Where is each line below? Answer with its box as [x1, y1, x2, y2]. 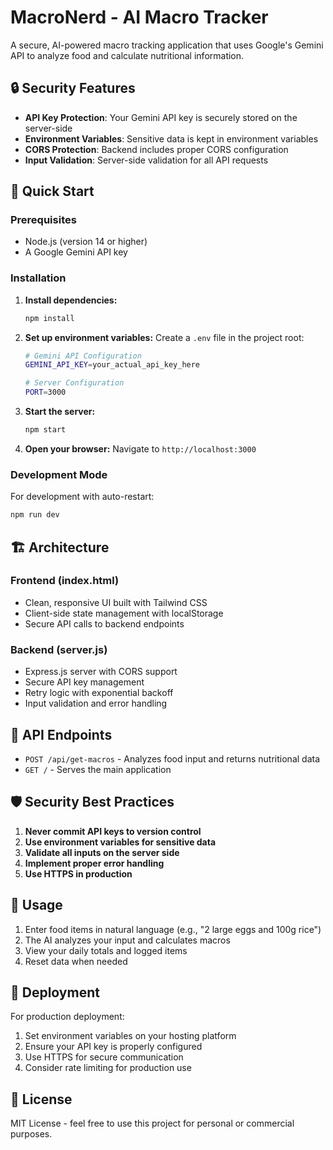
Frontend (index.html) [10, 574, 120, 588]
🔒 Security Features [10, 80, 136, 97]
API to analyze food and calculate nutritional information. [10, 49, 245, 61]
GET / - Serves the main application [24, 763, 172, 775]
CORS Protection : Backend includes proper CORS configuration [24, 143, 289, 155]
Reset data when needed [24, 955, 128, 967]
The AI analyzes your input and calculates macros [24, 934, 231, 946]
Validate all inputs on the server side [24, 846, 180, 858]
